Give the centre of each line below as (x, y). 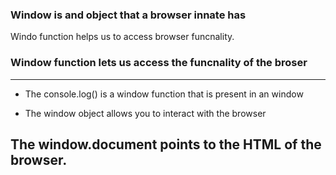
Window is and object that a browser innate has (128, 15)
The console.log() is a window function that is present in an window (164, 94)
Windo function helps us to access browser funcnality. (122, 37)
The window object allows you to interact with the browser (145, 113)
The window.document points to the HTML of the (166, 144)
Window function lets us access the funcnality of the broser (159, 63)
